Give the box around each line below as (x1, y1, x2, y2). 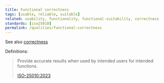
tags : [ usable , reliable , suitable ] (5, 12, 80, 17)
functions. (17, 63, 38, 69)
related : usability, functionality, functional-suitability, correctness (5, 16, 160, 21)
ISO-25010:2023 (17, 73, 51, 79)
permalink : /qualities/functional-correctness (5, 26, 102, 30)
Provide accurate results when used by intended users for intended (17, 58, 154, 64)
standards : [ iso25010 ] (5, 21, 52, 26)
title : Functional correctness (5, 7, 69, 12)
